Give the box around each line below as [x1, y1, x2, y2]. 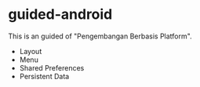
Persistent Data [19, 71, 70, 81]
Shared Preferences [19, 63, 85, 72]
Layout [19, 46, 42, 56]
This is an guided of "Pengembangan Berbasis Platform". [8, 31, 192, 41]
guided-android [8, 5, 113, 24]
